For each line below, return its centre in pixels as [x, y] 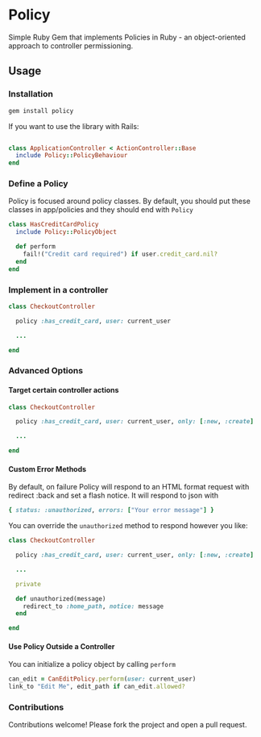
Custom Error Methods [48, 468]
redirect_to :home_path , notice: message [93, 606]
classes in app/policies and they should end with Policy [101, 210]
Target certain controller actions [64, 389]
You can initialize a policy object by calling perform [92, 664]
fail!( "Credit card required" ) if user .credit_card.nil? [120, 254]
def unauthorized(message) [61, 598]
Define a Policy [38, 184]
